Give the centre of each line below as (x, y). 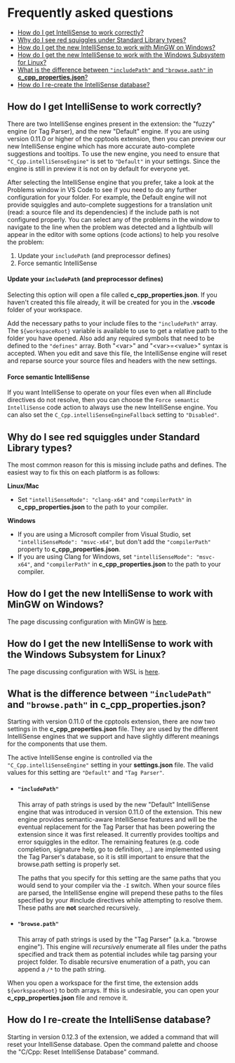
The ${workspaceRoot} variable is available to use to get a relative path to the (117, 330)
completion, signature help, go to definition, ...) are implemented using (119, 849)
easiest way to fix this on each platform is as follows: (83, 472)
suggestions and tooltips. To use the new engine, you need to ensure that (113, 153)
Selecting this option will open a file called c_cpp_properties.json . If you (112, 295)
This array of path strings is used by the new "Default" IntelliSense (114, 804)
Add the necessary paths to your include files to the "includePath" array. (113, 323)
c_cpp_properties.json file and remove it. (68, 998)
